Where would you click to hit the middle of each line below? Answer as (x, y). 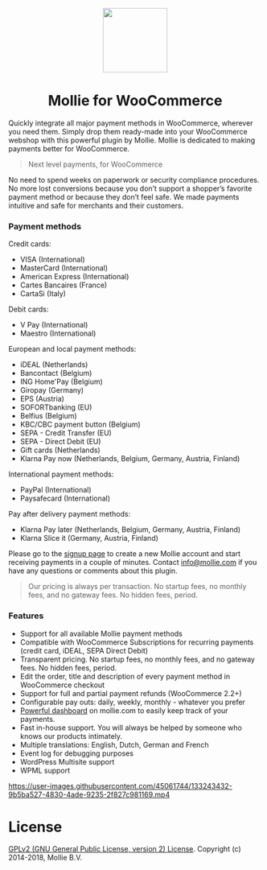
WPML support (45, 770)
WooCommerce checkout (62, 685)
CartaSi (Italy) (43, 294)
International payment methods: (61, 474)
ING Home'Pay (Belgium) (61, 381)
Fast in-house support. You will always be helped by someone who (131, 728)
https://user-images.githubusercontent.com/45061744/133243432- (121, 785)
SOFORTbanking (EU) (56, 407)
